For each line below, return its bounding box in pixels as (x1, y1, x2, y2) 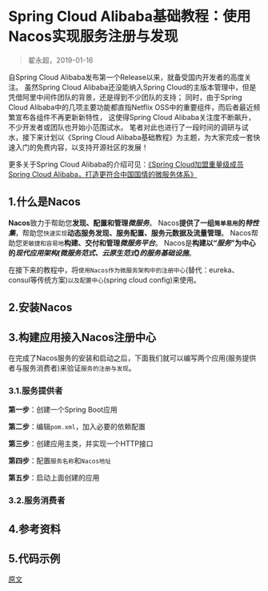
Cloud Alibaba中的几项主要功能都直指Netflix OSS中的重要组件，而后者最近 (8, 102, 254, 112)
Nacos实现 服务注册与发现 (8, 27, 178, 46)
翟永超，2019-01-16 (27, 55, 94, 65)
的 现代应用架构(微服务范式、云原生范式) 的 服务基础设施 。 (8, 247, 196, 257)
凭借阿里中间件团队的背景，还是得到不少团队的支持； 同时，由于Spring (8, 92, 242, 102)
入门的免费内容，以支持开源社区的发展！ (14, 142, 149, 152)
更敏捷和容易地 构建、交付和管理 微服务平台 (22, 238, 156, 247)
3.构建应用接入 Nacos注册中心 (8, 330, 157, 344)
